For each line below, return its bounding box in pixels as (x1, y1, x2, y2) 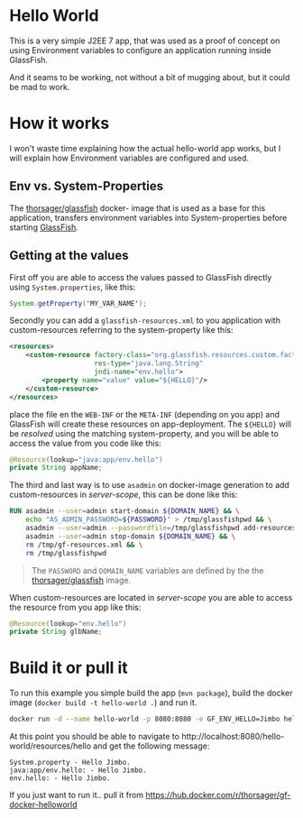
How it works (9, 114, 110, 133)
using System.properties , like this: (9, 281, 136, 292)
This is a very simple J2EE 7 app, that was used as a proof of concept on (9, 35, 280, 46)
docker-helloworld (9, 799, 78, 810)
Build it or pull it (9, 657, 128, 678)
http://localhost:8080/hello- (181, 731, 285, 742)
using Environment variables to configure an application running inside (9, 44, 272, 55)
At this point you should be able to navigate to (9, 731, 180, 742)
